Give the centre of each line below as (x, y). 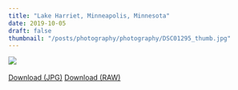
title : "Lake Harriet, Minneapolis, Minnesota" (89, 16)
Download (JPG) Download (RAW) (65, 78)
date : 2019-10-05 (37, 23)
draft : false (30, 31)
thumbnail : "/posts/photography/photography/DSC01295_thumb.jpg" (119, 38)
